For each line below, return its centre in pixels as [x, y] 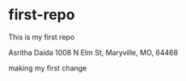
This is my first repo [42, 37]
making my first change [48, 68]
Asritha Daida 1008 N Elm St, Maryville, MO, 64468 [93, 52]
